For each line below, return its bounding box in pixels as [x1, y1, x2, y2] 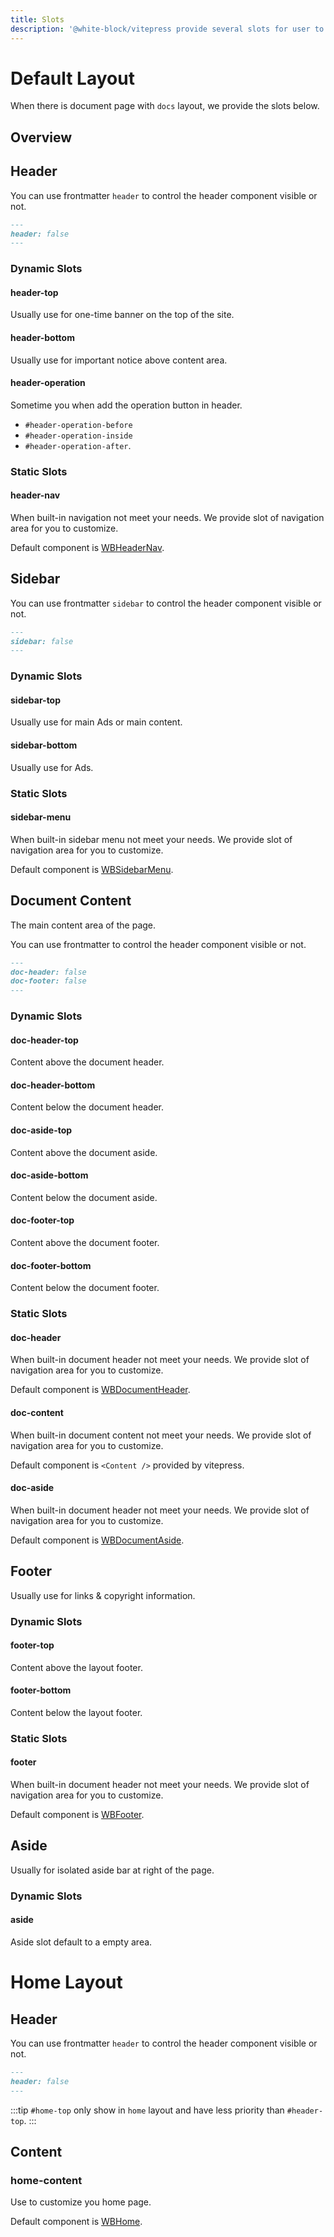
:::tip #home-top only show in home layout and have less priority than [10, 2104, 285, 2116]
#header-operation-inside [24, 431, 133, 441]
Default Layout [10, 67, 135, 90]
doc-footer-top [10, 1214, 75, 1226]
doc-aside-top [10, 1124, 73, 1136]
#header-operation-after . [24, 439, 132, 451]
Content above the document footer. [10, 1237, 160, 1249]
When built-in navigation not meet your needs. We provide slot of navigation [10, 511, 325, 523]
